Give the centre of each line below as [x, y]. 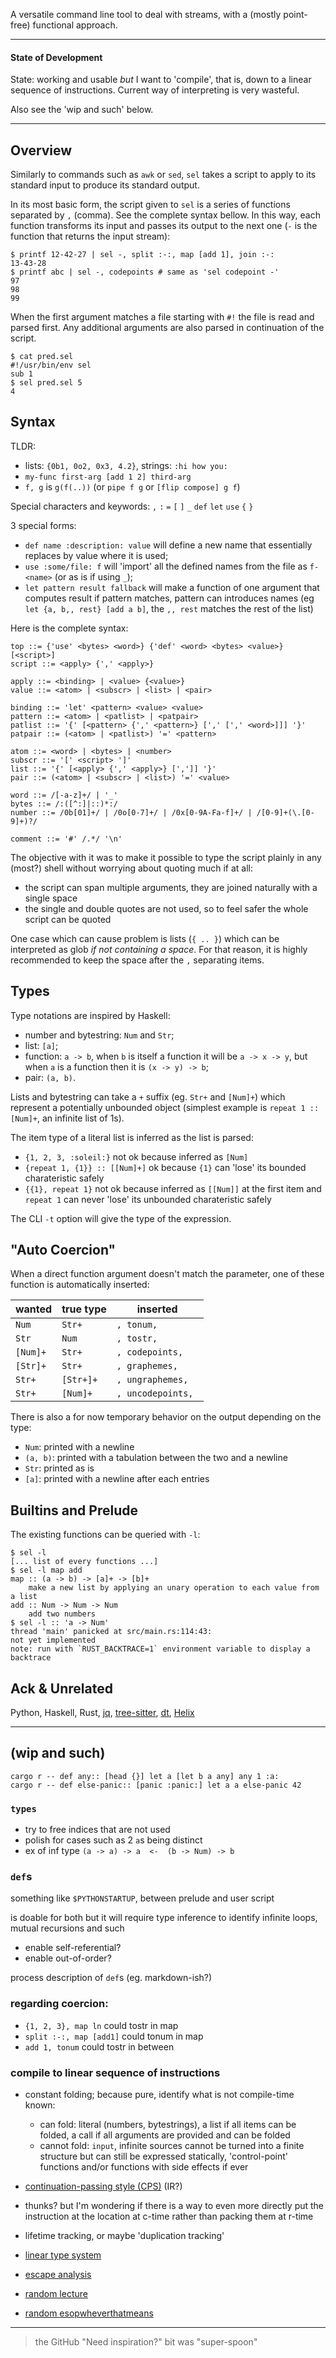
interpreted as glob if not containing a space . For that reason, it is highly [159, 949]
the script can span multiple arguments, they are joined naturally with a [171, 887]
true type [84, 1309]
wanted [34, 1309]
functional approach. [75, 25]
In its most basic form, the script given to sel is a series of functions [150, 205]
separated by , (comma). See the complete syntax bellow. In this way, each [165, 215]
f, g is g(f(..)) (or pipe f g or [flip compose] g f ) [132, 486]
